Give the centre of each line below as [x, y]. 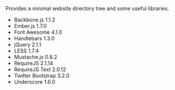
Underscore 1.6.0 [35, 82]
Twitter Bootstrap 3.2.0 [42, 76]
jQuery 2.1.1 [28, 44]
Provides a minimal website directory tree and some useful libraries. [87, 8]
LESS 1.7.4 [26, 51]
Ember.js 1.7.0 [30, 26]
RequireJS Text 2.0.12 [40, 69]
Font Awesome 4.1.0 [38, 32]
